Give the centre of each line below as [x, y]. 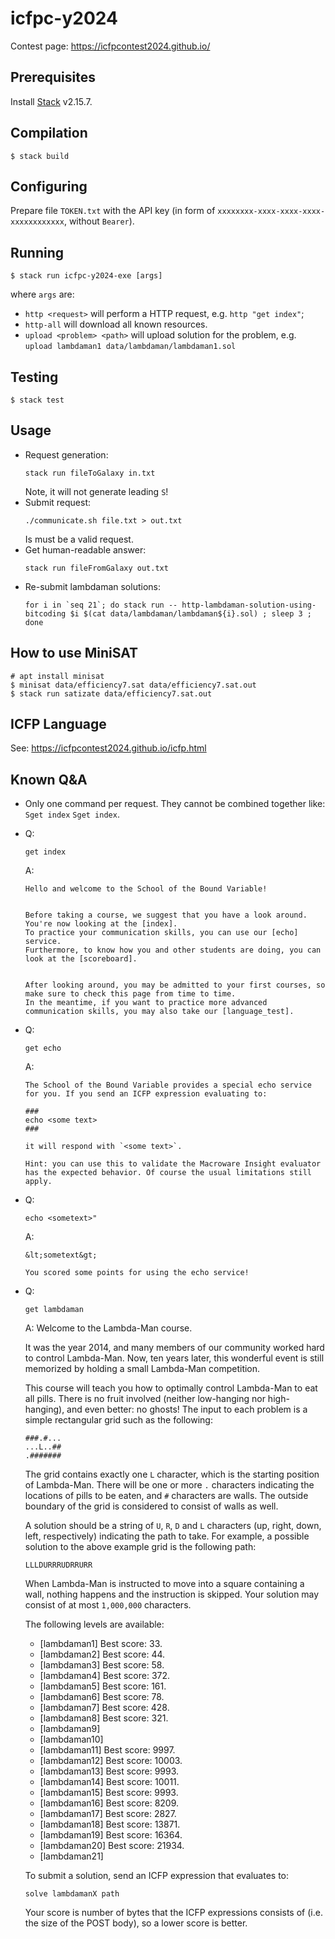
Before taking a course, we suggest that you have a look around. [166, 915]
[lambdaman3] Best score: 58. [102, 1665]
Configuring [49, 186]
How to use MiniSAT [74, 653]
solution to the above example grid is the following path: [140, 1547]
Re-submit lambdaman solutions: [92, 586]
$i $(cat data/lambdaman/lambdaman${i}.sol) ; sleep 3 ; [190, 613]
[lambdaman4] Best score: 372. [105, 1676]
